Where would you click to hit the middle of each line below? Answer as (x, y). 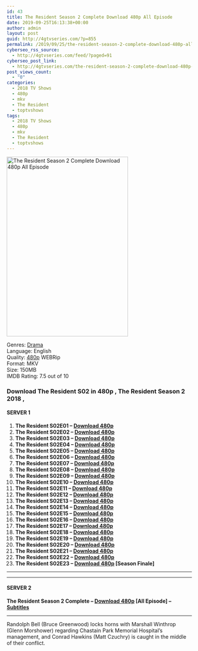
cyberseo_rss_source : (33, 50)
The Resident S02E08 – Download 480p (65, 470)
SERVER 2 (19, 588)
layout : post (23, 34)
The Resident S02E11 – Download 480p (64, 488)
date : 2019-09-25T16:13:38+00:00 (48, 22)
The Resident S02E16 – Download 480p (64, 520)
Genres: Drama (25, 345)
